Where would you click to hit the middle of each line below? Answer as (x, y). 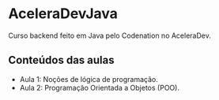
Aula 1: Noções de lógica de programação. (89, 79)
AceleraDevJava (63, 14)
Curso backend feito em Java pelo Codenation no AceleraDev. (109, 35)
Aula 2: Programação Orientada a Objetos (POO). (100, 87)
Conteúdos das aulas (61, 60)
